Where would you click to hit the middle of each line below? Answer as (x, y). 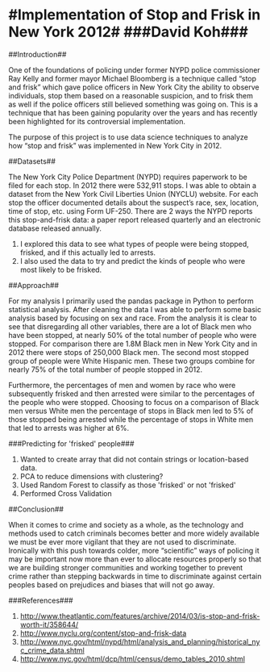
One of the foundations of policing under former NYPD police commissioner (134, 69)
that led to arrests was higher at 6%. (69, 428)
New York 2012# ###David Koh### (128, 32)
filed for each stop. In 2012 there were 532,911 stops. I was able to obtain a (132, 185)
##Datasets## (32, 161)
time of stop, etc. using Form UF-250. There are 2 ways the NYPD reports (131, 211)
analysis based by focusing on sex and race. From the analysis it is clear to (133, 318)
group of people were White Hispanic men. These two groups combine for (132, 361)
